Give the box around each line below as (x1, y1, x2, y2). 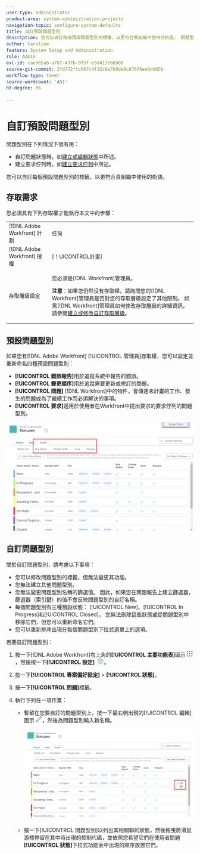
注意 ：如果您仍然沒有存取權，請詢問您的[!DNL (51, 287, 165, 294)
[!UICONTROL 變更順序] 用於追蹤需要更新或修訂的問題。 (14, 380, 152, 387)
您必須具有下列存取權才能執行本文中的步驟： (6, 209, 116, 216)
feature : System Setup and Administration (6, 48, 113, 54)
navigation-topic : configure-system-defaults (6, 22, 121, 28)
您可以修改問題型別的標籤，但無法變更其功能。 (14, 573, 130, 580)
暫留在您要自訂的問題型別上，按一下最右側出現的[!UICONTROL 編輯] (23, 709, 192, 716)
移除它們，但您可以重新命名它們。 (14, 618, 99, 625)
